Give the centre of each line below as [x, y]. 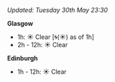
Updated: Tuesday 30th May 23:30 [57, 10]
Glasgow [20, 23]
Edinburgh [23, 58]
